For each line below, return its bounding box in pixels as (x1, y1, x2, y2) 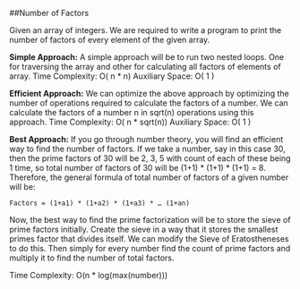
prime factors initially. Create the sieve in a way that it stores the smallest (9, 224, 279, 234)
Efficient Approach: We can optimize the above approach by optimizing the (9, 89, 289, 98)
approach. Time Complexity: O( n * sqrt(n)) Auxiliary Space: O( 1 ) (9, 116, 252, 127)
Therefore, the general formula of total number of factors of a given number (9, 172, 289, 183)
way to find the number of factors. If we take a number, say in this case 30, (9, 143, 287, 154)
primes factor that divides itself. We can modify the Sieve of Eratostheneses (9, 234, 289, 244)
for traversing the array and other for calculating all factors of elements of (9, 62, 281, 72)
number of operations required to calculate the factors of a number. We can (9, 98, 288, 108)
